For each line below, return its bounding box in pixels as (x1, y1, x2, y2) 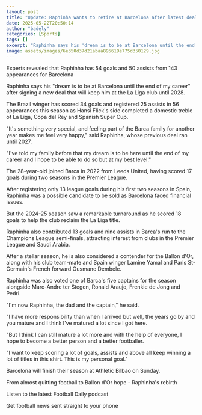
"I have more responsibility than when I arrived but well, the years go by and (6, 313, 195, 320)
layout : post (6, 8, 39, 15)
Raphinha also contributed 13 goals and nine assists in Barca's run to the (6, 228, 186, 235)
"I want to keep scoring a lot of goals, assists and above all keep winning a (6, 349, 191, 356)
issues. (6, 198, 24, 205)
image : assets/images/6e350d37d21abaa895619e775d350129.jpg (6, 48, 161, 54)
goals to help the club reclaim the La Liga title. (6, 216, 120, 223)
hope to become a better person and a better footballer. (6, 337, 144, 345)
